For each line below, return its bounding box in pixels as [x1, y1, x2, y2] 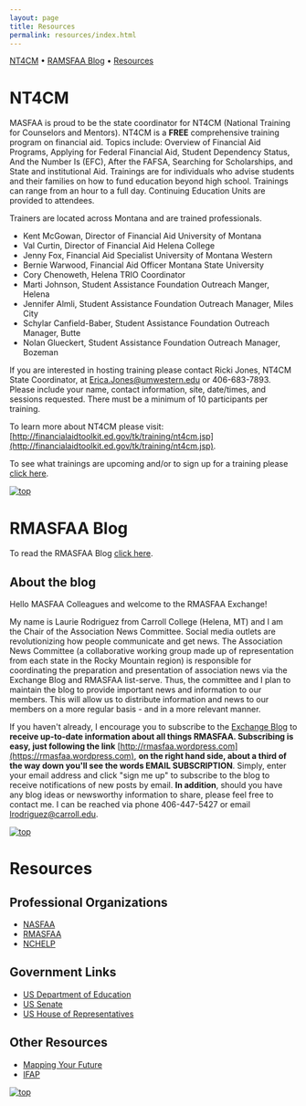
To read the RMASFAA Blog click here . [9, 548, 153, 559]
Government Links [9, 964, 117, 980]
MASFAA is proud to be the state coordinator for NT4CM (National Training [9, 118, 290, 129]
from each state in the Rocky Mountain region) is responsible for [9, 655, 252, 667]
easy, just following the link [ [9, 741, 121, 752]
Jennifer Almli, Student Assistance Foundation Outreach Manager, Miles [22, 299, 294, 310]
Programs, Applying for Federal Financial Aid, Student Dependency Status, [9, 147, 290, 158]
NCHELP [22, 938, 57, 950]
